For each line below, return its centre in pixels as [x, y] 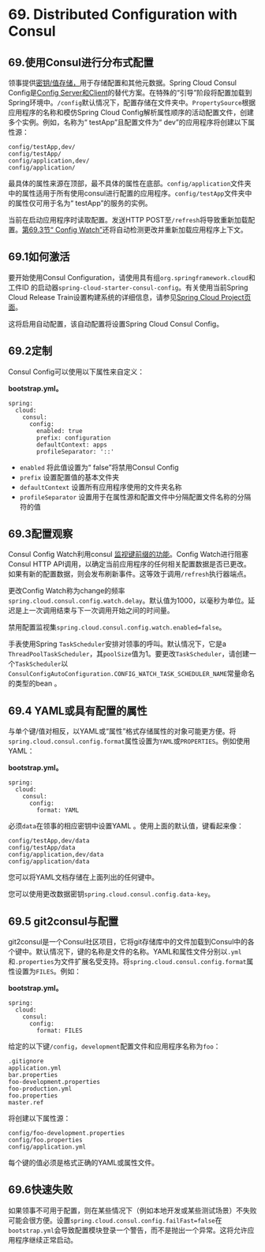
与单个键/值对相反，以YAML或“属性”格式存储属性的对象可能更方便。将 [122, 731]
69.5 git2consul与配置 [63, 921]
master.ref [26, 1103]
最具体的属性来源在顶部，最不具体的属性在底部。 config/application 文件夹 [130, 183]
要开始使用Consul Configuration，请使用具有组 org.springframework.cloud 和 [132, 277]
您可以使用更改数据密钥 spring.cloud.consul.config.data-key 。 [112, 894]
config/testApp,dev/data [49, 841]
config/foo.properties [45, 1140]
